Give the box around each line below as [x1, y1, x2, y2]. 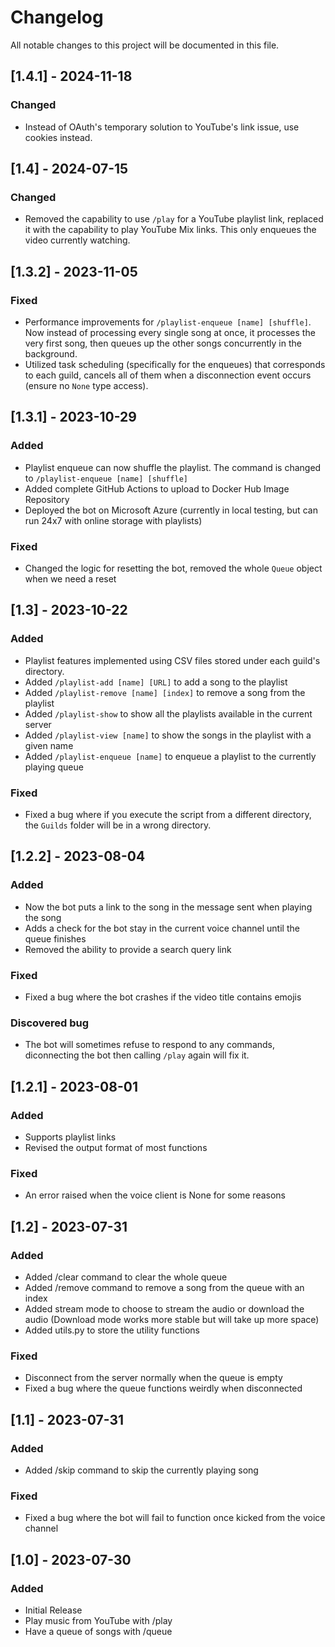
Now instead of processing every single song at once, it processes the [24, 327, 316, 338]
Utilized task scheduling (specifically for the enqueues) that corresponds [24, 359, 326, 370]
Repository [24, 493, 70, 505]
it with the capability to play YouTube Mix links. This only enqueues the [24, 224, 317, 236]
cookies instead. [24, 131, 93, 143]
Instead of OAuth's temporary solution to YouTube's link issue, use [24, 121, 300, 133]
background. [24, 348, 78, 360]
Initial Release [24, 1604, 83, 1616]
